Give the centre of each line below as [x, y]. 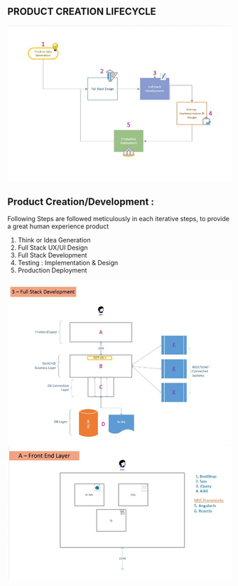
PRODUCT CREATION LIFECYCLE [82, 12]
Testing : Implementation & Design [68, 263]
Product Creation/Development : [81, 202]
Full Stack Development [52, 255]
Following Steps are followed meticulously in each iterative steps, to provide [118, 219]
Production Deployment [52, 270]
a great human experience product [58, 226]
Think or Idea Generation [54, 240]
